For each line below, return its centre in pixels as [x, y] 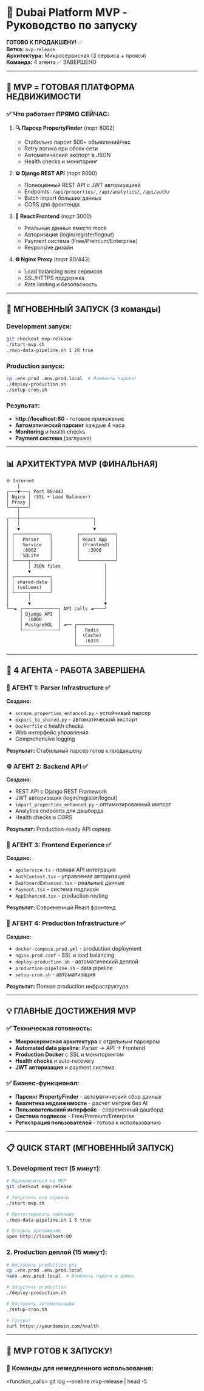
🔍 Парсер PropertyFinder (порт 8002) [65, 128]
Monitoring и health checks [50, 432]
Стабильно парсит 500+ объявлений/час [77, 142]
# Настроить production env [42, 1265]
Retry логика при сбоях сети [61, 148]
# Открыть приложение [34, 1231]
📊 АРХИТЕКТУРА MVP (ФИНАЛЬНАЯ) [82, 464]
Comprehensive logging [45, 739]
